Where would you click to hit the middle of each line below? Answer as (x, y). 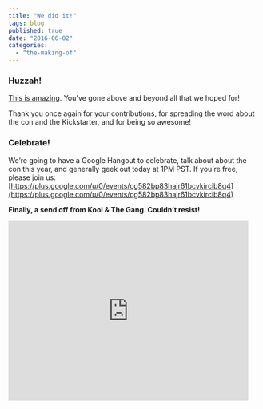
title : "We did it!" (43, 16)
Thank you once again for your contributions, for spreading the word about (131, 113)
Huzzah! (25, 81)
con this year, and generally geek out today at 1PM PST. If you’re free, (123, 169)
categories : (28, 46)
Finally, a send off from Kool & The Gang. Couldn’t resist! (104, 209)
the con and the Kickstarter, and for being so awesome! (100, 122)
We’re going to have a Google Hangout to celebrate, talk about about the (128, 160)
